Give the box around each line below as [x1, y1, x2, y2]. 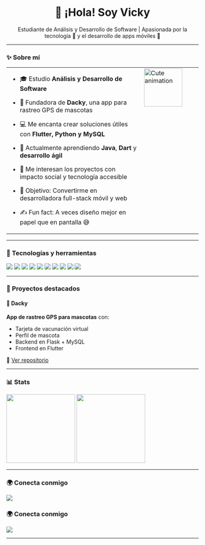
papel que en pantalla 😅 [20, 218, 90, 226]
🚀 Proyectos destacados [6, 284, 81, 293]
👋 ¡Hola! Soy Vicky [54, 5, 151, 20]
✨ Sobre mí [6, 53, 40, 62]
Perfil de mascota [15, 331, 60, 339]
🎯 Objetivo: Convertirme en [20, 186, 98, 195]
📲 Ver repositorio [6, 356, 49, 364]
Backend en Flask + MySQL [15, 338, 85, 345]
